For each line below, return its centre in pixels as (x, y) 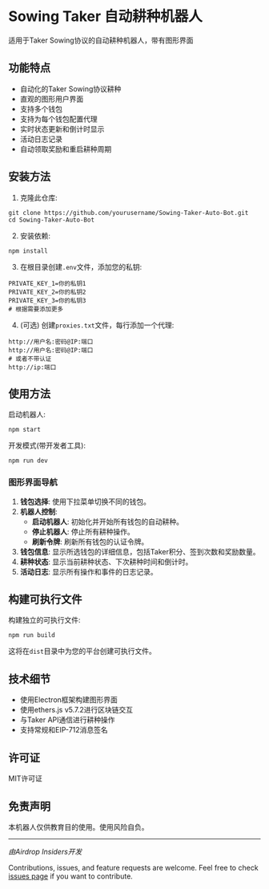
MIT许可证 (25, 778)
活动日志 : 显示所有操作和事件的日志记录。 (88, 571)
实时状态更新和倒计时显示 (62, 128)
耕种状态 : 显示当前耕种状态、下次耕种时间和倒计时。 (106, 562)
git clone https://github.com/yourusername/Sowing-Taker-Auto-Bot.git (128, 213)
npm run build (32, 635)
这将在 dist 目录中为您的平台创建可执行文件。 (82, 652)
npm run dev (28, 461)
